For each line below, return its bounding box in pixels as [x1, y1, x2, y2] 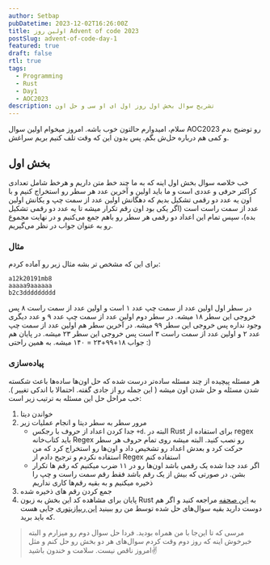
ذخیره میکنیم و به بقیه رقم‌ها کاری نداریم [32, 478, 154, 487]
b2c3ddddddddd [8, 289, 57, 297]
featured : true [8, 42, 60, 50]
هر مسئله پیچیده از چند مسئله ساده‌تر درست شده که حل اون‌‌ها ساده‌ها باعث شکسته [8, 376, 260, 386]
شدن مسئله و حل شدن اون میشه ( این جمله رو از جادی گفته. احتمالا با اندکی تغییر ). [8, 385, 259, 394]
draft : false [8, 49, 53, 57]
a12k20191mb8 [8, 275, 53, 283]
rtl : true [8, 57, 42, 65]
